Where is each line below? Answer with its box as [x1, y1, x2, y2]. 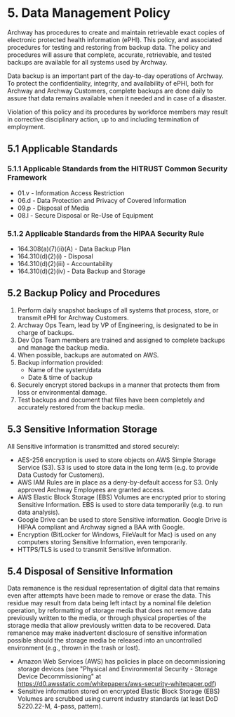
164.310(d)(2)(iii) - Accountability [17, 259, 114, 268]
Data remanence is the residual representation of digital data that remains [7, 584, 220, 593]
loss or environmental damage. [17, 388, 107, 396]
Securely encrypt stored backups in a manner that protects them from [17, 381, 220, 389]
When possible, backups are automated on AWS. [17, 350, 159, 359]
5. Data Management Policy [7, 5, 170, 21]
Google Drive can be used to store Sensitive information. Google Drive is [17, 515, 227, 524]
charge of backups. [17, 328, 74, 336]
